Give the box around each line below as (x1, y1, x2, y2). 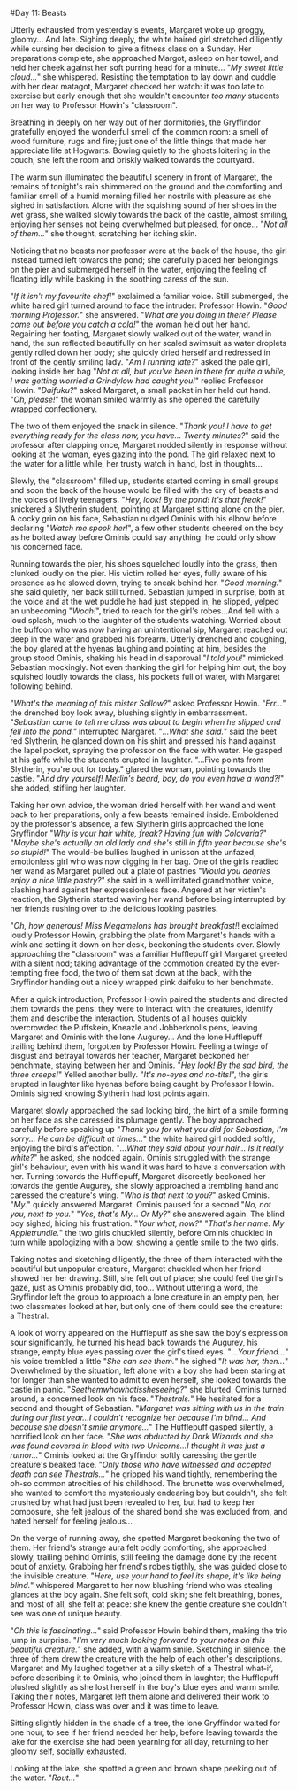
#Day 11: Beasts (10, 8, 67, 18)
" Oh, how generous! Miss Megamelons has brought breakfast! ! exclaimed (10, 921, 279, 930)
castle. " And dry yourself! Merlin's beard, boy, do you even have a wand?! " (10, 774, 285, 783)
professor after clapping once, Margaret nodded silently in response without (10, 440, 288, 450)
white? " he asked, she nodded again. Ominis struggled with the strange (10, 1153, 270, 1162)
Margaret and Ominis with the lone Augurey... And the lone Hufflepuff (10, 1031, 263, 1042)
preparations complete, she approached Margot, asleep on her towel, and (10, 53, 278, 63)
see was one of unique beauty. (10, 1609, 123, 1618)
